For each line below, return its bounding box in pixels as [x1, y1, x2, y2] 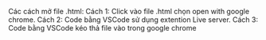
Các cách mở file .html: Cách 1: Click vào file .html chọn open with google [8, 7, 249, 16]
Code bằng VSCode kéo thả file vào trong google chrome [8, 24, 197, 32]
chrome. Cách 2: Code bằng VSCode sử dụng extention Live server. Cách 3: [8, 15, 259, 24]
